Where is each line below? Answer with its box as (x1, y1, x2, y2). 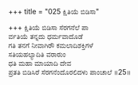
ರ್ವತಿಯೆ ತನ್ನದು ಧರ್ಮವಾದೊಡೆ (8, 32, 84, 41)
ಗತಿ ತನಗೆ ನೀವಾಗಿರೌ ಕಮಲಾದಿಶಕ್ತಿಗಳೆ (8, 41, 93, 50)
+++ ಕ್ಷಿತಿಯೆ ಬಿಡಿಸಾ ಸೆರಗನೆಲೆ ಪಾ (8, 23, 89, 32)
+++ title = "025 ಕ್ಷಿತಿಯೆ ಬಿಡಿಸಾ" (8, 7, 100, 16)
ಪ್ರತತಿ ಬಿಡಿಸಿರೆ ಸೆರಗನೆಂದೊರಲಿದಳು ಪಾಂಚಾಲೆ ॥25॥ (8, 68, 132, 76)
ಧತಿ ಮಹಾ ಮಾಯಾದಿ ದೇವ (8, 59, 72, 68)
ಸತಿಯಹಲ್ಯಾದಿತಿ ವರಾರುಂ (8, 49, 66, 59)
